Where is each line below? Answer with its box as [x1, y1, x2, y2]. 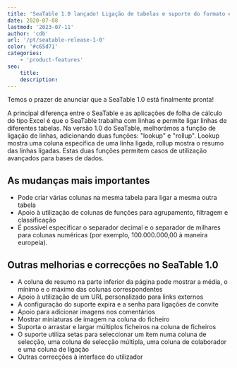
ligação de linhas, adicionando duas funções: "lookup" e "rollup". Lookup [7, 131, 220, 140]
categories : [7, 50, 42, 57]
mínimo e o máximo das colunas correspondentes [17, 285, 163, 293]
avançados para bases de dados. [7, 154, 104, 162]
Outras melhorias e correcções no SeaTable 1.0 [7, 259, 219, 271]
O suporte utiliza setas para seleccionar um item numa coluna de [17, 330, 207, 338]
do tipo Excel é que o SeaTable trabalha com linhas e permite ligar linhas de [7, 117, 227, 125]
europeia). [17, 238, 48, 247]
